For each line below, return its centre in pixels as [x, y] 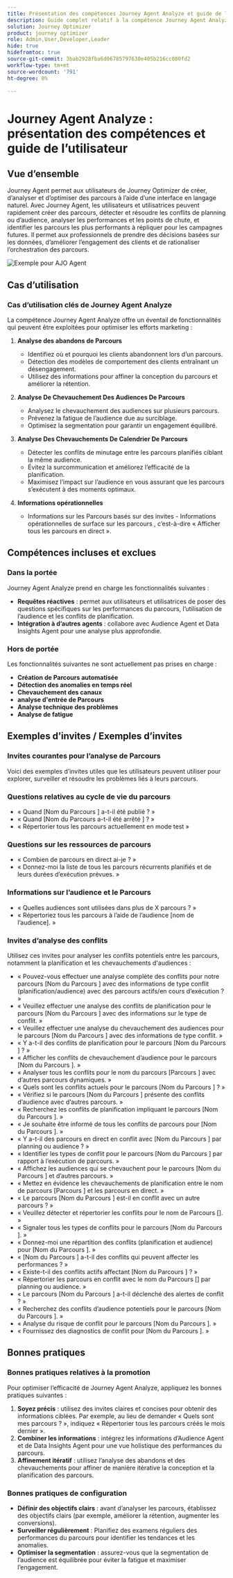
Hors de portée [33, 649]
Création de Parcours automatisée [68, 678]
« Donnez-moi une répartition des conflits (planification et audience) [115, 1242]
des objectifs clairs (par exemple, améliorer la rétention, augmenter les [118, 1515]
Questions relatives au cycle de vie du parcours [89, 797]
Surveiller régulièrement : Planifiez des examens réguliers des [107, 1530]
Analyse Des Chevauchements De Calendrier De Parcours [103, 439]
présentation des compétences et [106, 133]
